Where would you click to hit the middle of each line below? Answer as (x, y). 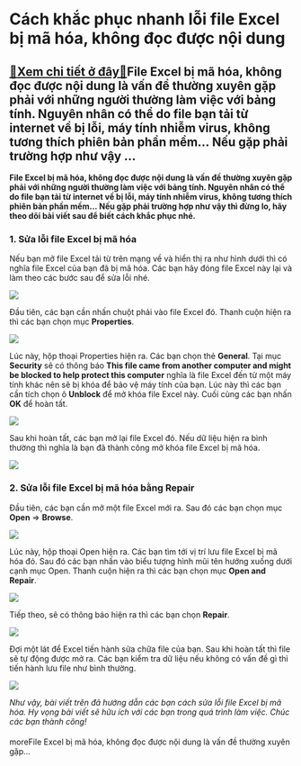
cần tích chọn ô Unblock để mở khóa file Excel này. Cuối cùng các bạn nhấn (150, 394)
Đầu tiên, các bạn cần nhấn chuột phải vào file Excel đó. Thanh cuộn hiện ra (150, 312)
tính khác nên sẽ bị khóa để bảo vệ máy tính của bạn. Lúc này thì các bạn (145, 385)
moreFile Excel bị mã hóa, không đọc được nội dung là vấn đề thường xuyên (150, 742)
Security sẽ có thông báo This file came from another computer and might (150, 365)
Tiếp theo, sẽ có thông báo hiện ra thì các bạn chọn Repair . (120, 614)
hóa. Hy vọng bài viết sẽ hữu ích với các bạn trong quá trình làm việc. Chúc (150, 712)
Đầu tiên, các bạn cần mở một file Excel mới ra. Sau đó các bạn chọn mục (146, 508)
